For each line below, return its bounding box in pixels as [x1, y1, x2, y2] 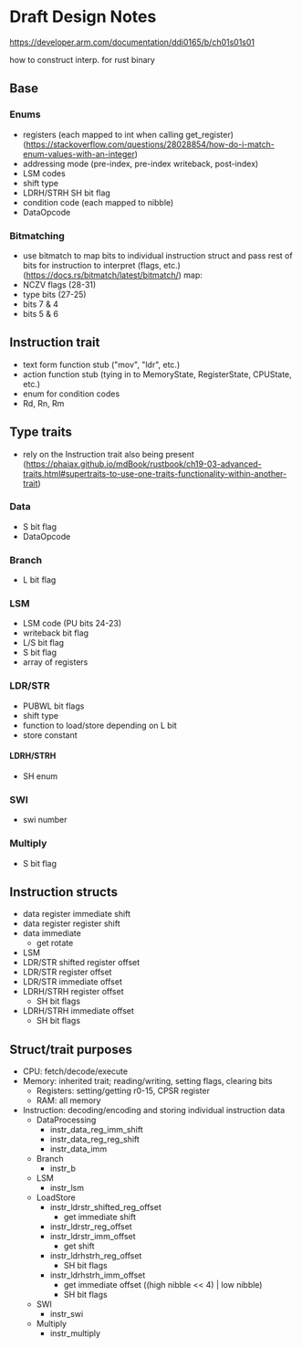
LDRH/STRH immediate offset [22, 1006, 135, 1016]
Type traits [9, 425, 73, 440]
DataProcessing [36, 1114, 97, 1125]
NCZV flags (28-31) [22, 279, 97, 290]
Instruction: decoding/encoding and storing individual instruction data [22, 1105, 286, 1116]
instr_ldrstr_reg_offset [49, 1221, 132, 1232]
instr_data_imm [49, 1143, 108, 1154]
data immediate [22, 928, 82, 939]
